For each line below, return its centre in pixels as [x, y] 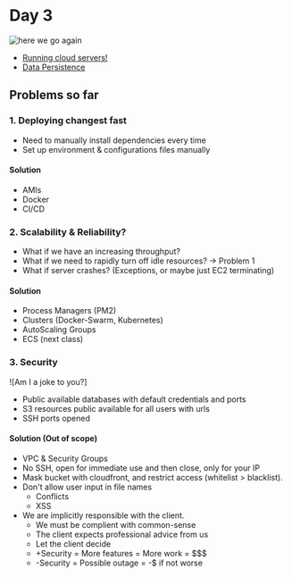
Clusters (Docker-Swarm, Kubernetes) [92, 320]
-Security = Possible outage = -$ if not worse [119, 563]
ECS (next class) [53, 339]
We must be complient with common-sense [116, 524]
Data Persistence [54, 67]
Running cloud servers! [65, 57]
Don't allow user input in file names [87, 487]
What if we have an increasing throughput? [101, 252]
